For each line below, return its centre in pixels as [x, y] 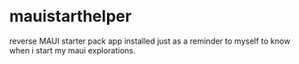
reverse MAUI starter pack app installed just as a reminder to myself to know [150, 41]
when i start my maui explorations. [72, 50]
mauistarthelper [71, 16]
